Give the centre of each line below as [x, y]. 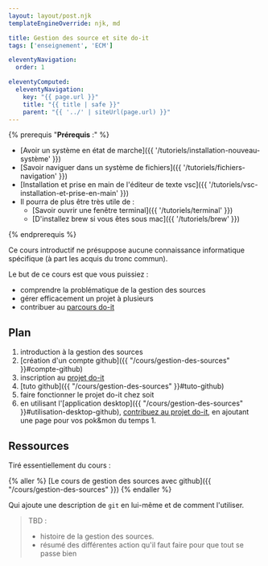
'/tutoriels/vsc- [233, 185]
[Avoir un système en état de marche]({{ [87, 151]
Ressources [39, 445]
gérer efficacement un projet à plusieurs [87, 298]
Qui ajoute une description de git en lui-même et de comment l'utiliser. [126, 505]
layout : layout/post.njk [50, 16]
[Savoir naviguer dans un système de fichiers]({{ [101, 168]
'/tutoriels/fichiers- [214, 168]
